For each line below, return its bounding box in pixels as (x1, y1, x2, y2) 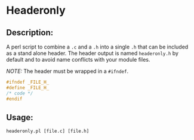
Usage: (6, 112, 34, 123)
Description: (6, 28, 54, 38)
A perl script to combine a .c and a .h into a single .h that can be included (6, 43, 189, 50)
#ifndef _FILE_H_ (6, 79, 50, 85)
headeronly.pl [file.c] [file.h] (6, 128, 90, 135)
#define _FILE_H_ (6, 84, 50, 90)
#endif (6, 96, 23, 102)
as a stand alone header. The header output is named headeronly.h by (6, 50, 179, 57)
